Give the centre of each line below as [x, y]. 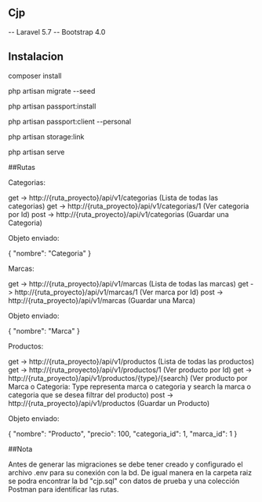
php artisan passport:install [52, 106]
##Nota [20, 448]
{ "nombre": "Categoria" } [50, 253]
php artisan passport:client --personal [70, 121]
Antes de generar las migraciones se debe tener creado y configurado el [126, 464]
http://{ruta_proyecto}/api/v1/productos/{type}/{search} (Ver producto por [128, 378]
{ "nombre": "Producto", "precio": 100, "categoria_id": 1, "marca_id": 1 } [123, 434]
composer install [35, 76]
